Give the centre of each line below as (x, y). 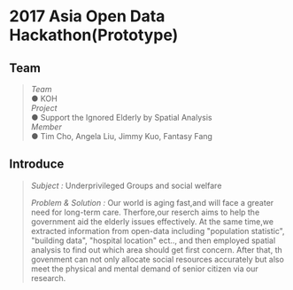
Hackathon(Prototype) (94, 35)
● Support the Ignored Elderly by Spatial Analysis (121, 118)
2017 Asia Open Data (87, 16)
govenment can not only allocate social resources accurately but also (158, 259)
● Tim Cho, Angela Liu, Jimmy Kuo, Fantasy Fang (121, 136)
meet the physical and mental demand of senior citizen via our (144, 269)
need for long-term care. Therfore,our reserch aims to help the (145, 212)
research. (48, 278)
